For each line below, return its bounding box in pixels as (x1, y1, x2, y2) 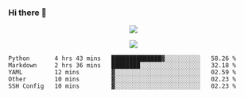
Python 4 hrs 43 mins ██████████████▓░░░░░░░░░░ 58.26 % (8, 55, 237, 62)
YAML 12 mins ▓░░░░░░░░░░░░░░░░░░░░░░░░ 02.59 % (8, 69, 237, 77)
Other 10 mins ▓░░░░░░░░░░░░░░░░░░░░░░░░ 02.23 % (8, 75, 237, 84)
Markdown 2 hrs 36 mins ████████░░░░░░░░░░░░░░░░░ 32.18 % (8, 62, 237, 70)
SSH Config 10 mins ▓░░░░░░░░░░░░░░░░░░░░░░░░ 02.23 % (8, 82, 237, 90)
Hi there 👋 (8, 7, 48, 18)
